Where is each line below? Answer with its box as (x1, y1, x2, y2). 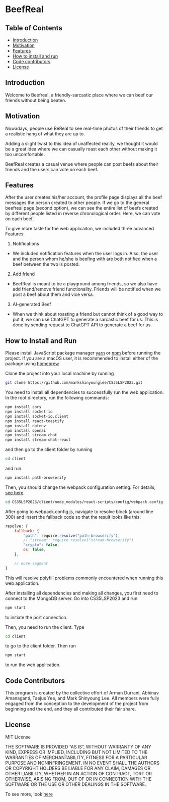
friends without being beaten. (5, 97, 66, 103)
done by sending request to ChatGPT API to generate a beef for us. (12, 322, 152, 328)
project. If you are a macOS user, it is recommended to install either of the (5, 355, 158, 362)
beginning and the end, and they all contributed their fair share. (5, 706, 136, 712)
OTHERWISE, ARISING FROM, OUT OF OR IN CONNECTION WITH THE (5, 776, 152, 782)
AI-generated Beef (12, 302, 51, 308)
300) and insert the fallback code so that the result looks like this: (5, 514, 141, 520)
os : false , (23, 547, 46, 553)
